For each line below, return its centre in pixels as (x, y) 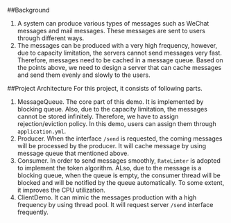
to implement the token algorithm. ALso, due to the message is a (109, 168)
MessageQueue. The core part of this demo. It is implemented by (110, 102)
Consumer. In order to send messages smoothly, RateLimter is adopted (119, 161)
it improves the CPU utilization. (61, 190)
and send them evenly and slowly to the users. (84, 75)
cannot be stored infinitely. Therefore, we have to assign (98, 116)
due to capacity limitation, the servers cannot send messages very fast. (119, 53)
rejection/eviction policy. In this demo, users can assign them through (117, 124)
